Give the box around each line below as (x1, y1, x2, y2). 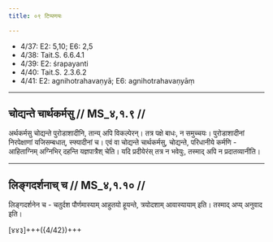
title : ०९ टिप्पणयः (8, 11, 63, 20)
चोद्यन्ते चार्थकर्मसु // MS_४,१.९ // (8, 107, 146, 121)
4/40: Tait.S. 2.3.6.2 (19, 67, 87, 77)
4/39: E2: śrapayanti (19, 58, 89, 68)
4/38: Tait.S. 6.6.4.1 (19, 50, 85, 59)
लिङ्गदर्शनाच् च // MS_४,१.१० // (8, 178, 146, 192)
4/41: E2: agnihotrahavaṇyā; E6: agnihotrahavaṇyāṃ (19, 76, 195, 85)
